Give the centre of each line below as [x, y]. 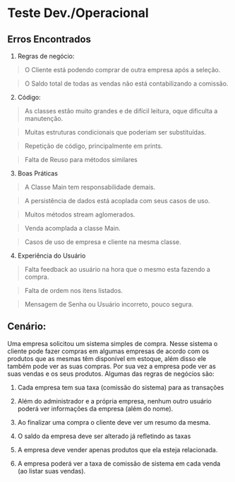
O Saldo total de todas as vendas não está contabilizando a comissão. [126, 84]
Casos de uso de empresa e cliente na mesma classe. [103, 242]
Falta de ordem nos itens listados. [74, 291]
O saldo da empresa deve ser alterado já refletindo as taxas [104, 436]
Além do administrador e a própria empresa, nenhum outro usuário [114, 401]
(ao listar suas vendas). [52, 471]
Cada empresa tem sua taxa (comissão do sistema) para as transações [121, 387]
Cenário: [27, 327]
